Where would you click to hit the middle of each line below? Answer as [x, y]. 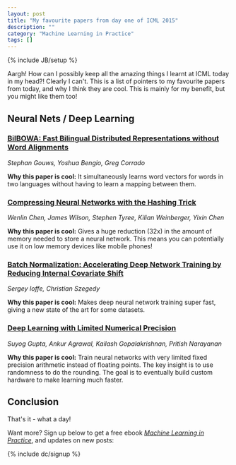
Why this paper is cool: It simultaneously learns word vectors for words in [116, 176]
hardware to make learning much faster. [65, 380]
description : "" [31, 27]
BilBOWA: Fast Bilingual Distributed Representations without [113, 138]
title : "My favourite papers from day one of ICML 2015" [93, 20]
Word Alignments [38, 147]
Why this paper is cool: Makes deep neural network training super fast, [112, 302]
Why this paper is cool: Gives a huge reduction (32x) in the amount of [110, 231]
